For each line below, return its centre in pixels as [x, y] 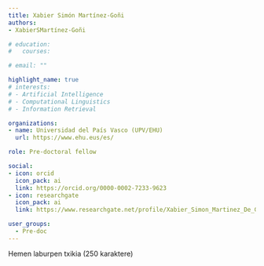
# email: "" [27, 66]
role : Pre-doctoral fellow [52, 152]
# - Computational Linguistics [59, 102]
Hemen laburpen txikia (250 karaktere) [71, 253]
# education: [29, 44]
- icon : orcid [31, 173]
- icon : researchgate [44, 195]
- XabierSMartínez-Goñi [47, 30]
